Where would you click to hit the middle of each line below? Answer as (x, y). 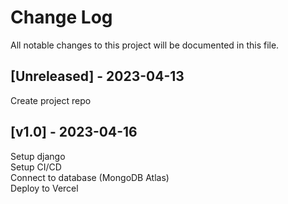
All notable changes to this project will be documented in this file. (145, 45)
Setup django (38, 156)
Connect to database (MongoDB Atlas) (90, 177)
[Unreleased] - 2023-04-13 (97, 76)
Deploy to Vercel (44, 188)
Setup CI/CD (36, 167)
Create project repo (51, 100)
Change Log (61, 17)
